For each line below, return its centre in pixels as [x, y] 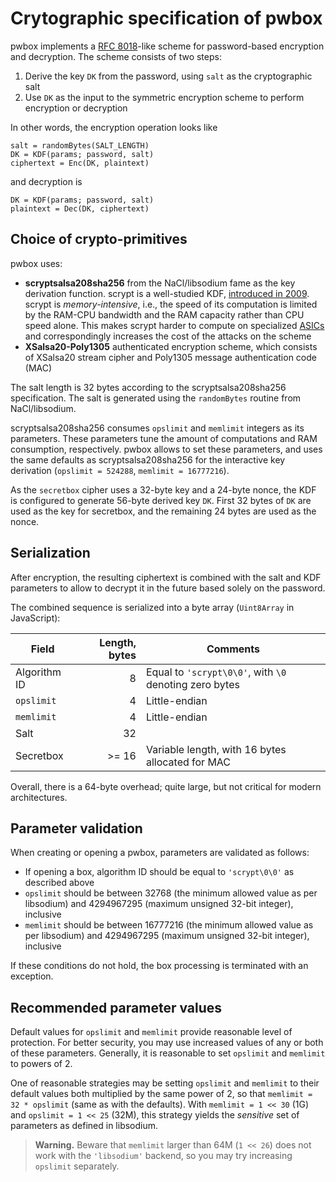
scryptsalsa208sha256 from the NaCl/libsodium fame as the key [160, 283]
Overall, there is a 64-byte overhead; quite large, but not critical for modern [166, 786]
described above [59, 883]
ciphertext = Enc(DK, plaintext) [80, 163]
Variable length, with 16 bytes [216, 749]
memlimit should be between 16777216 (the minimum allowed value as [169, 925]
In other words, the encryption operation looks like [114, 127]
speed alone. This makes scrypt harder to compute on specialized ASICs [174, 325]
